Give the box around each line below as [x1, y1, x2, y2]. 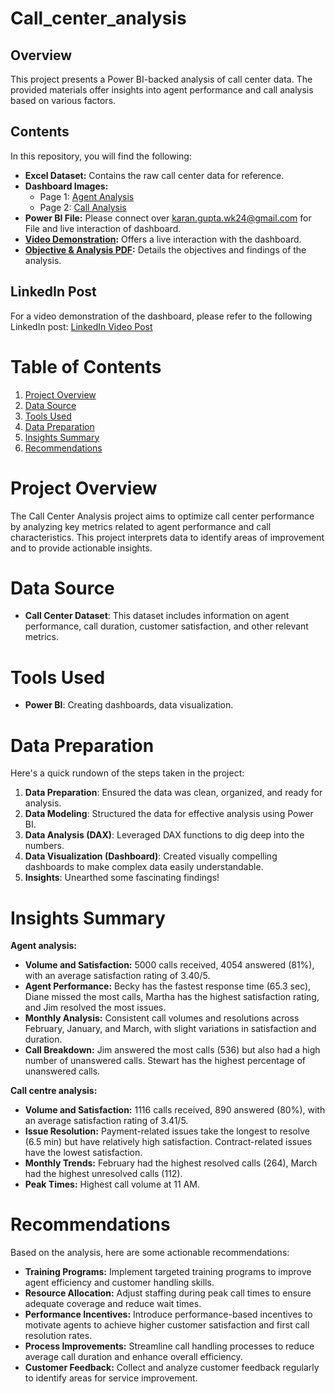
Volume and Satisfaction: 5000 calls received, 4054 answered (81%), [24, 959, 315, 971]
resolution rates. [24, 1330, 93, 1342]
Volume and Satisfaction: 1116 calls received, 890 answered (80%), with [24, 1104, 326, 1116]
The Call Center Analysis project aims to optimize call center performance [10, 510, 315, 522]
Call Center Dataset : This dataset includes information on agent [24, 610, 290, 622]
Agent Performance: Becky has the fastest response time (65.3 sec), [24, 980, 312, 992]
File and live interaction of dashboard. [24, 222, 182, 234]
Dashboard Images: [24, 180, 109, 192]
